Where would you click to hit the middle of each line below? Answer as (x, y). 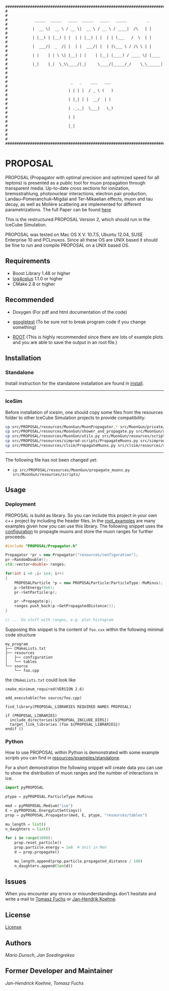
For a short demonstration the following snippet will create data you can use (84, 768)
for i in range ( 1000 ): (29, 838)
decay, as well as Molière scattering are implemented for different (73, 204)
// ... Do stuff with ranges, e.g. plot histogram (59, 620)
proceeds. (16, 537)
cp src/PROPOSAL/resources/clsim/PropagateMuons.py (60, 446)
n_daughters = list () (28, 829)
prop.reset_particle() (38, 843)
